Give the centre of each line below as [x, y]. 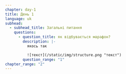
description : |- [39, 42]
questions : [25, 32]
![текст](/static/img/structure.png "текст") [74, 55]
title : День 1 [20, 14]
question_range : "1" [44, 59]
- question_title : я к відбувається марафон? [64, 37]
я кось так [37, 46]
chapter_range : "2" [25, 64]
